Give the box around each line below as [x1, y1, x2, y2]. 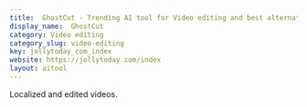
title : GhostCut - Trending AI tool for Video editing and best [9, 13, 263, 23]
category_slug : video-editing [9, 38, 125, 48]
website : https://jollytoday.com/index [9, 55, 162, 64]
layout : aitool [9, 64, 68, 73]
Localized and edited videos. [9, 88, 118, 100]
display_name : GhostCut [9, 22, 104, 31]
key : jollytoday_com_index [9, 47, 112, 56]
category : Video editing [9, 30, 104, 39]
